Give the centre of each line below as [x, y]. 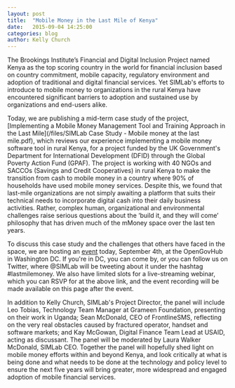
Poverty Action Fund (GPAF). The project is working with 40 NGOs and [109, 163]
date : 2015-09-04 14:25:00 [50, 27]
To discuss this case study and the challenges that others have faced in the [116, 244]
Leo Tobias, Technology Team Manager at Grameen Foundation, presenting [116, 310]
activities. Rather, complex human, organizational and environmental [106, 208]
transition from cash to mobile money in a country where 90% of [101, 178]
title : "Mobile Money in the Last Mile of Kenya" [83, 20]
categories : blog [33, 33]
